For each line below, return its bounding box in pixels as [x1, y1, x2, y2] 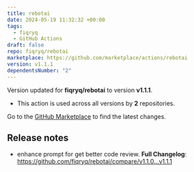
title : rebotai [7, 10, 51, 17]
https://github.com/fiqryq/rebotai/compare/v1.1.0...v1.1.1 [16, 158, 173, 166]
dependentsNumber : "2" [7, 67, 72, 74]
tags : [7, 23, 23, 29]
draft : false [7, 42, 44, 48]
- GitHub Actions [13, 35, 63, 42]
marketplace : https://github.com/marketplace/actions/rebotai [7, 55, 188, 61]
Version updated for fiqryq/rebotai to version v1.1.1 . [7, 86, 152, 94]
